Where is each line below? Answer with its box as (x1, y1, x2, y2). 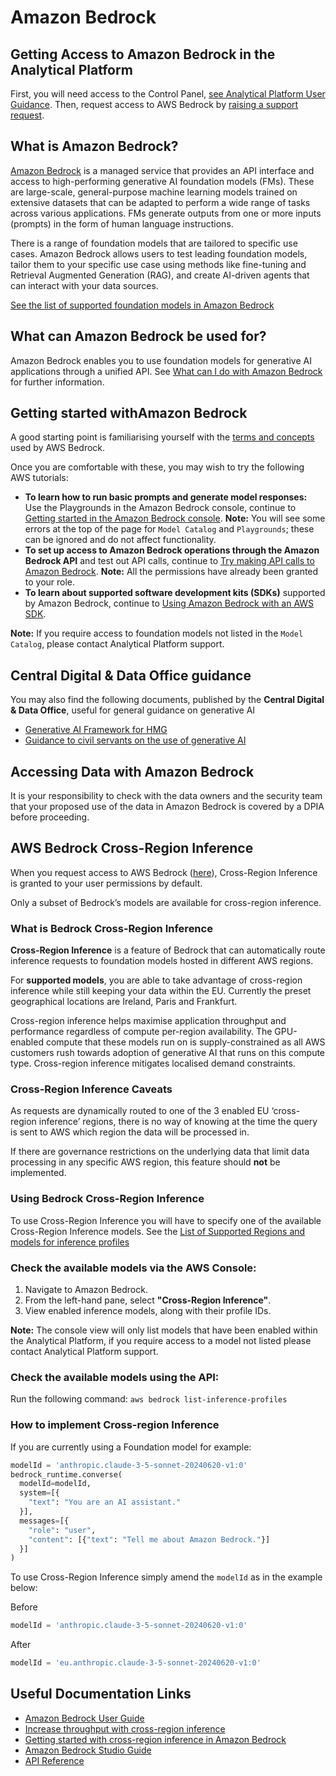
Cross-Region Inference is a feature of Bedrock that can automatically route (10, 944, 326, 956)
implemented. (10, 1167, 67, 1179)
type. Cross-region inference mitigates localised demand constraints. (10, 1057, 296, 1070)
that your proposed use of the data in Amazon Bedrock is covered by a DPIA (10, 801, 325, 813)
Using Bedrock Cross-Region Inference (10, 1192, 205, 1206)
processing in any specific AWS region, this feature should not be (10, 1156, 281, 1168)
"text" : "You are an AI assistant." (28, 1497, 182, 1508)
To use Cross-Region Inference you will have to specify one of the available (10, 1214, 322, 1226)
